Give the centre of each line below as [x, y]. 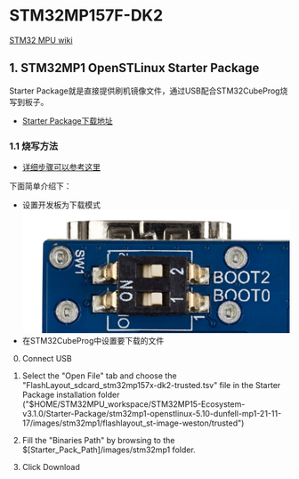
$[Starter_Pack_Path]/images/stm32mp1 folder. [109, 450]
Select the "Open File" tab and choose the [99, 376]
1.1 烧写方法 [34, 146]
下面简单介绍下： [40, 186]
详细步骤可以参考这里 [61, 167]
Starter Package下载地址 [67, 120]
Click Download [51, 467]
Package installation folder [71, 395]
